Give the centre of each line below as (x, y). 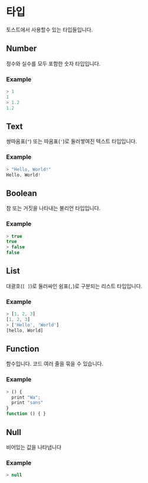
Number (22, 49)
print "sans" (27, 403)
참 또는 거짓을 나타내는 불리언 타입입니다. (53, 208)
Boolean (22, 193)
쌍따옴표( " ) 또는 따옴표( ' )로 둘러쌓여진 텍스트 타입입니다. (72, 141)
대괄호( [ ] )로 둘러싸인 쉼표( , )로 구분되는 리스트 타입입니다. (74, 286)
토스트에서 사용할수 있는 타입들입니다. (50, 30)
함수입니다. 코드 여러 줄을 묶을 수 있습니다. (55, 364)
